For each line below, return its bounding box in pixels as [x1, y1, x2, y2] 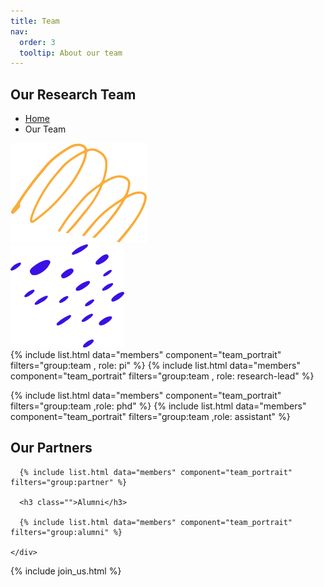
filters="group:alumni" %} [10, 527, 123, 537]
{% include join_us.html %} [10, 565, 122, 577]
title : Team [10, 16, 60, 26]
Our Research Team [10, 86, 137, 103]
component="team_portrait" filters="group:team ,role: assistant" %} [10, 411, 291, 423]
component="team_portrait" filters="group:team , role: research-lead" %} [10, 370, 315, 382]
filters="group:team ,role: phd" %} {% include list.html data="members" [10, 400, 307, 412]
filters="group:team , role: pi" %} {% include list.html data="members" [10, 360, 301, 372]
